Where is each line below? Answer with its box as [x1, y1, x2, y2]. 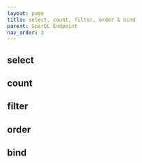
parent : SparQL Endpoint [7, 23, 78, 29]
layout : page [7, 10, 44, 17]
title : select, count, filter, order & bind [7, 16, 136, 23]
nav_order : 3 [7, 29, 44, 36]
